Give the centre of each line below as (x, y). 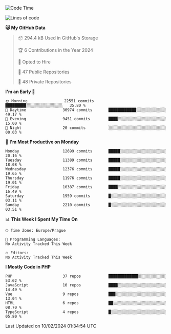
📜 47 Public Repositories (44, 72)
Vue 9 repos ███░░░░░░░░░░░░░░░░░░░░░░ (86, 294)
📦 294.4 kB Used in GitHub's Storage (58, 38)
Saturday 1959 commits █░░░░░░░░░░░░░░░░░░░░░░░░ (86, 196)
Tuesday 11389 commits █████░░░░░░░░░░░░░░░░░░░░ (86, 160)
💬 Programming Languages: (33, 239)
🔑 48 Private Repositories (45, 82)
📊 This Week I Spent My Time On (41, 219)
